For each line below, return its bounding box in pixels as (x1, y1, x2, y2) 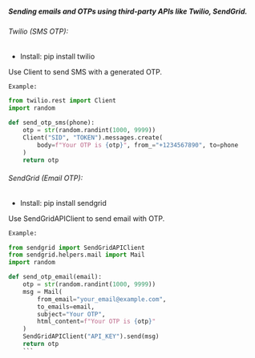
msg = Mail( (22, 288, 63, 296)
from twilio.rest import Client (8, 97, 116, 105)
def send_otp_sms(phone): (8, 119, 95, 127)
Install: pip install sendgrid (19, 198, 107, 207)
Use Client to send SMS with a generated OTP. (8, 66, 163, 76)
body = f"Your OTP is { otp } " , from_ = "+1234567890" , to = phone (37, 141, 239, 149)
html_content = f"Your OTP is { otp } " (37, 317, 156, 326)
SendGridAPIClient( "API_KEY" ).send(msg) (22, 332, 160, 340)
